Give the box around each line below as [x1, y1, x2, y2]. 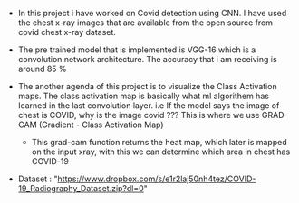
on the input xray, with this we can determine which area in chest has [31, 146, 291, 157]
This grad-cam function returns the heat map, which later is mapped [31, 137, 287, 147]
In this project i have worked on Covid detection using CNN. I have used [17, 8, 287, 18]
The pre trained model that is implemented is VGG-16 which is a [17, 44, 256, 55]
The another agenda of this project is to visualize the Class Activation [17, 81, 278, 91]
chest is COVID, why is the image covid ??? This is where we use [17, 110, 260, 120]
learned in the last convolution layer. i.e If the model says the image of [17, 100, 280, 111]
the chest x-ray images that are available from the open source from [17, 17, 274, 28]
